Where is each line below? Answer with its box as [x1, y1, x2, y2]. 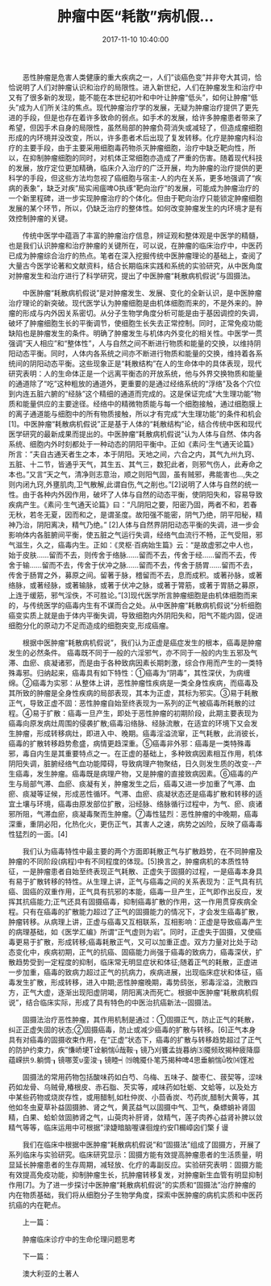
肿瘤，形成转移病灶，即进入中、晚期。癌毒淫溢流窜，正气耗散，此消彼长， [15, 728, 263, 738]
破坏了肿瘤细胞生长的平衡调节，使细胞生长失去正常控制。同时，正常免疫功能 [8, 318, 263, 327]
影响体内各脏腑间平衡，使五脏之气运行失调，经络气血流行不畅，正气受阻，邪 [8, 530, 263, 539]
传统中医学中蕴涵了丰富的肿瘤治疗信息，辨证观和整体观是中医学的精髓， [22, 231, 263, 240]
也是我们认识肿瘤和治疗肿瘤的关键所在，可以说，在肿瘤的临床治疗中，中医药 [8, 240, 263, 250]
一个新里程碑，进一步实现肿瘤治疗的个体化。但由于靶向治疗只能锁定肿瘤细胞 [8, 193, 263, 202]
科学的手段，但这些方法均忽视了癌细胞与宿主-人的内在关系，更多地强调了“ [8, 173, 256, 182]
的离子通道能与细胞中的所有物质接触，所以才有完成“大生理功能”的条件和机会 [8, 409, 262, 418]
